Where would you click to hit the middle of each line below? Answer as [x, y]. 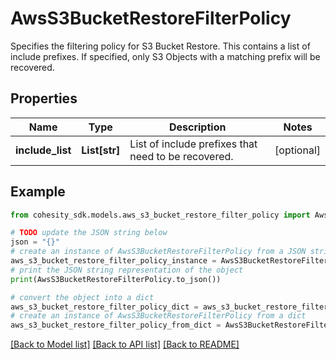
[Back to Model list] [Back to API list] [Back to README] [125, 344]
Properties [44, 98]
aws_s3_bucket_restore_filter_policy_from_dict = [116, 325]
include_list [43, 150]
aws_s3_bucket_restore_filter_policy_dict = [104, 307]
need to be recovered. [181, 156]
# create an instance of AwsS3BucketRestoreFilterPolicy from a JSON [158, 252]
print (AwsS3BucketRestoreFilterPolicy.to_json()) [116, 279]
